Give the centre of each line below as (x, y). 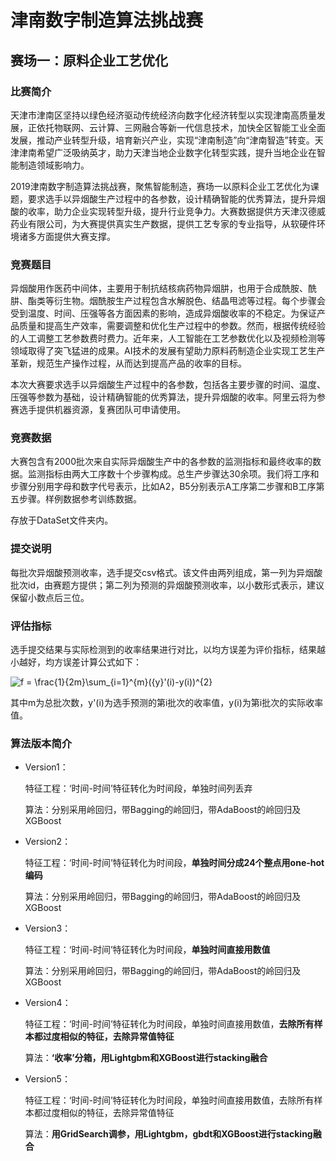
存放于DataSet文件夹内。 (62, 520)
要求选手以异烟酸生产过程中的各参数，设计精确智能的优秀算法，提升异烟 (176, 198)
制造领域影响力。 (54, 165)
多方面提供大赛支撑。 (71, 236)
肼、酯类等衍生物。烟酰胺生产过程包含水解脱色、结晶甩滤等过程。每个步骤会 (168, 301)
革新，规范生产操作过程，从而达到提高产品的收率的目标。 (128, 363)
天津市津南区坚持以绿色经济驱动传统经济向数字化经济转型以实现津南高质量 (163, 115)
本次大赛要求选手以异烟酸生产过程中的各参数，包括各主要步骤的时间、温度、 (168, 385)
